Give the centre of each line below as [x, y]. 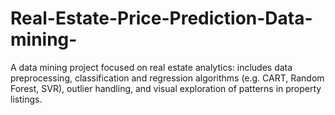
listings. [26, 99]
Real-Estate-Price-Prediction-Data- [161, 18]
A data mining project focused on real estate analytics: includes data [151, 67]
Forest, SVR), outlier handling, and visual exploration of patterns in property [166, 88]
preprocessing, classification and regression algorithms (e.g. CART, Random [167, 78]
